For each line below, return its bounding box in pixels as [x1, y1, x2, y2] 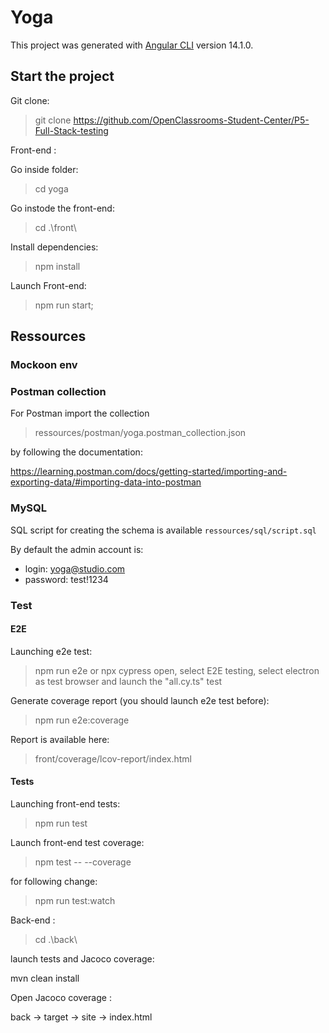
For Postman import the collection [10, 407, 150, 420]
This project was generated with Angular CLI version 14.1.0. [10, 39, 254, 51]
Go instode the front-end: [10, 202, 115, 214]
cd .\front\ [34, 221, 77, 233]
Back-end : [10, 914, 56, 926]
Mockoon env [10, 358, 78, 372]
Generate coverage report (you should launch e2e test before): [10, 694, 270, 706]
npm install [34, 260, 81, 272]
